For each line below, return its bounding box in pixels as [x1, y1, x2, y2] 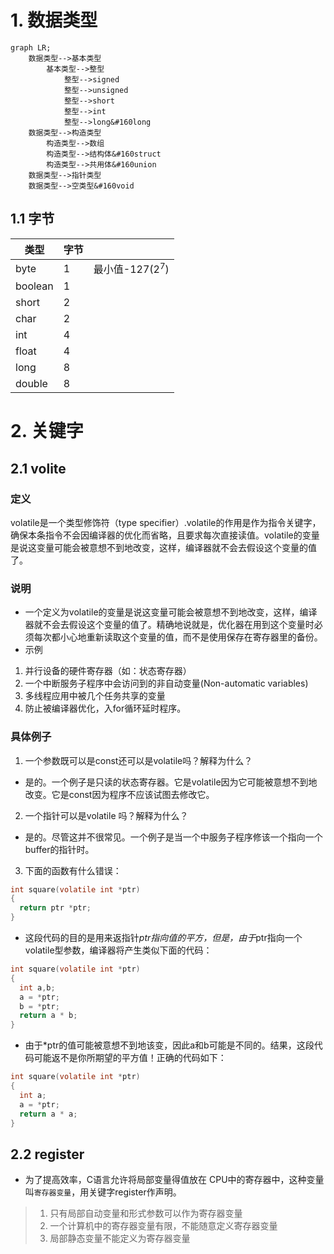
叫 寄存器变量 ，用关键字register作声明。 [24, 1186, 182, 1198]
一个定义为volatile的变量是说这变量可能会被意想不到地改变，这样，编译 [24, 606, 318, 618]
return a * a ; [19, 1109, 78, 1119]
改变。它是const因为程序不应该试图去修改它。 [24, 788, 215, 800]
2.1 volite [10, 460, 67, 477]
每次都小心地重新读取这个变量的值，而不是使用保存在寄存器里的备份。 [33, 631, 323, 643]
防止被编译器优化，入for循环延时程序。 [24, 702, 187, 715]
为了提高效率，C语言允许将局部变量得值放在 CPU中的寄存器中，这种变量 [24, 1174, 325, 1186]
